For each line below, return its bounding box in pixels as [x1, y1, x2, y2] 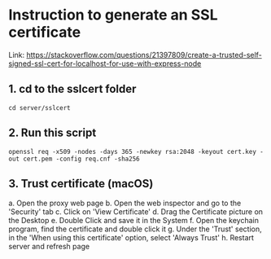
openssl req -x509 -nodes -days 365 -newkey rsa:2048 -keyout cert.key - [8, 147, 264, 156]
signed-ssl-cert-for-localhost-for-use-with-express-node [8, 59, 202, 68]
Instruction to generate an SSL [8, 6, 218, 24]
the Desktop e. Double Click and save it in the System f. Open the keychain [8, 216, 259, 226]
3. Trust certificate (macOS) [8, 177, 154, 191]
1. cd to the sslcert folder [8, 82, 137, 96]
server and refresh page [8, 242, 90, 252]
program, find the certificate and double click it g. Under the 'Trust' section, [8, 224, 262, 234]
